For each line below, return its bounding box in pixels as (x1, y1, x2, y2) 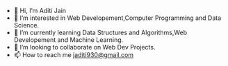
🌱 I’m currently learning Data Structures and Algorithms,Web (13, 28, 188, 36)
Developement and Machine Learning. (13, 36, 124, 44)
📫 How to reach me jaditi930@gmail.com (13, 51, 134, 58)
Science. (13, 21, 40, 29)
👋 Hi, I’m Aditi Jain (13, 7, 67, 14)
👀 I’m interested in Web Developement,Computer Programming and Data (13, 14, 222, 22)
